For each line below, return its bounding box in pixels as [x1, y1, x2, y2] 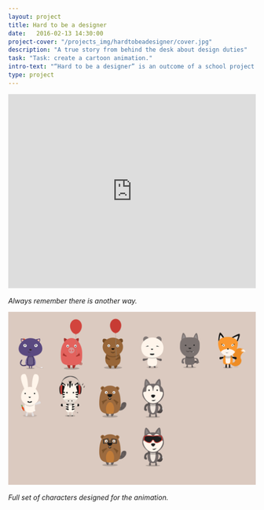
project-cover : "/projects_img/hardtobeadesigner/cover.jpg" [8, 38, 213, 46]
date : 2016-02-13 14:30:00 [8, 29, 104, 37]
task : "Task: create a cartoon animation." [8, 54, 153, 62]
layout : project [8, 13, 61, 20]
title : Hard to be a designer [8, 20, 108, 29]
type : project [8, 71, 55, 79]
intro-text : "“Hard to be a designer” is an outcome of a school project [8, 63, 255, 71]
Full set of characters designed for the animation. [8, 493, 169, 502]
